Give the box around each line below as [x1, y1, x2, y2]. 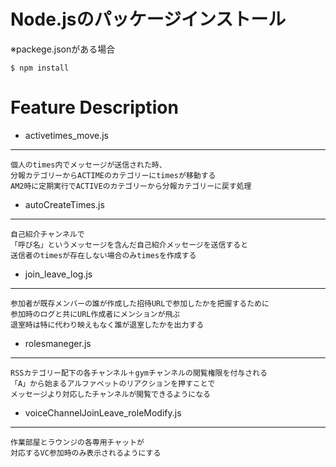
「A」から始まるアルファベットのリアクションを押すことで [10, 378, 216, 389]
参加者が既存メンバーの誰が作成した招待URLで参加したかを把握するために [10, 298, 270, 309]
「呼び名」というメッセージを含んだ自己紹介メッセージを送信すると [10, 240, 249, 250]
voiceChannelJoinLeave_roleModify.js [24, 406, 182, 419]
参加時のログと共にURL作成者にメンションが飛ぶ [10, 309, 181, 319]
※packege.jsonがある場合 [10, 43, 116, 55]
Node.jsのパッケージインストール [10, 8, 287, 31]
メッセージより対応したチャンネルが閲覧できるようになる [10, 389, 211, 399]
